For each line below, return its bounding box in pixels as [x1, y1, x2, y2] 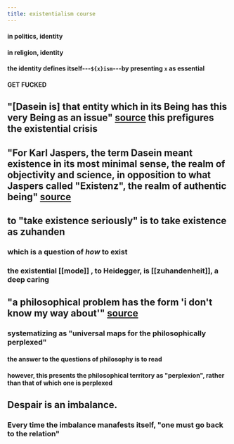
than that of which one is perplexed [7, 378, 113, 387]
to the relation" [7, 428, 60, 438]
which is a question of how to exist [7, 247, 128, 257]
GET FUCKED [7, 80, 47, 89]
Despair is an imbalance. [7, 399, 118, 411]
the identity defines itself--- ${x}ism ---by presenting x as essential [7, 64, 205, 73]
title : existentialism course [7, 10, 96, 18]
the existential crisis [7, 123, 98, 135]
